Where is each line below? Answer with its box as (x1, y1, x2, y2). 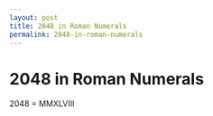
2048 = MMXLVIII (9, 98, 75, 109)
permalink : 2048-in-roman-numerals (9, 30, 144, 39)
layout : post (9, 13, 59, 22)
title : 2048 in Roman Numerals (9, 22, 127, 31)
